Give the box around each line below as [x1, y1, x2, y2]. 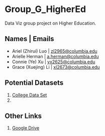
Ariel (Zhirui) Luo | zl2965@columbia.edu [12, 48, 97, 54]
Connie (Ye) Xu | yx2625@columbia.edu [12, 59, 95, 65]
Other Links [5, 111, 42, 120]
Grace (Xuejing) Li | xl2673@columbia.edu [12, 64, 100, 70]
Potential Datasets [5, 79, 64, 87]
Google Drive [12, 125, 40, 131]
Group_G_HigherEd [5, 4, 86, 15]
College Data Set [12, 92, 47, 98]
